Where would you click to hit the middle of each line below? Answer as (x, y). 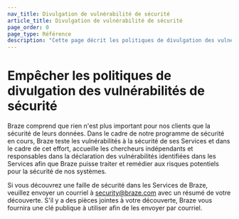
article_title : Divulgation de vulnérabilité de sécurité (95, 21)
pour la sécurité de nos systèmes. (57, 171)
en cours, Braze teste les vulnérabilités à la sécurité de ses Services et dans (119, 141)
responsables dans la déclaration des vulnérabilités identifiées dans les (112, 156)
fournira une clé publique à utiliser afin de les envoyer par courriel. (105, 208)
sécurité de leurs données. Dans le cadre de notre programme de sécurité (116, 133)
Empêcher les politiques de (90, 76)
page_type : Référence (39, 34)
